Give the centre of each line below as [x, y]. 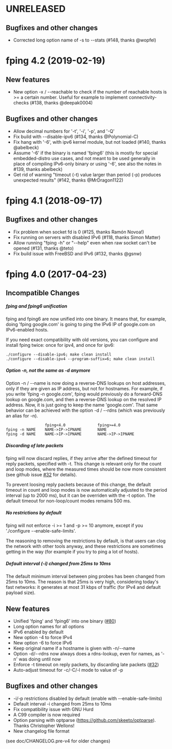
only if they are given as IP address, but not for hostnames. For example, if [84, 389]
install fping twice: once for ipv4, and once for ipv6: [60, 345]
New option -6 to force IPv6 [42, 643]
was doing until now [40, 659]
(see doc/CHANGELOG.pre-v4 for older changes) [58, 741]
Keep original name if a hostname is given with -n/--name [74, 648]
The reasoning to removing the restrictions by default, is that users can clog [86, 541]
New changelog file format [41, 731]
